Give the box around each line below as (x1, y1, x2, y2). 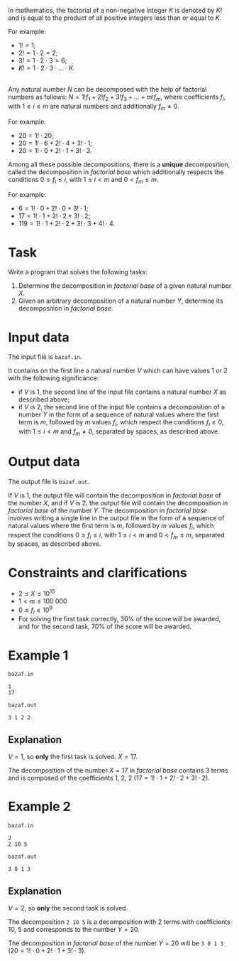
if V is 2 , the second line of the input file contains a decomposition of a (18, 403, 226, 412)
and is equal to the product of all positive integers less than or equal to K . (8, 14, 222, 22)
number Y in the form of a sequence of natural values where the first (18, 410, 219, 419)
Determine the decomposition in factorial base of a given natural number (18, 281, 232, 290)
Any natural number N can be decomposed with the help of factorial (8, 85, 207, 93)
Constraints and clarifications (8, 564, 187, 581)
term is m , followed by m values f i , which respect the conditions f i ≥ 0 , (18, 418, 224, 429)
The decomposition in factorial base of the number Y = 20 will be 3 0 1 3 (8, 938, 224, 947)
